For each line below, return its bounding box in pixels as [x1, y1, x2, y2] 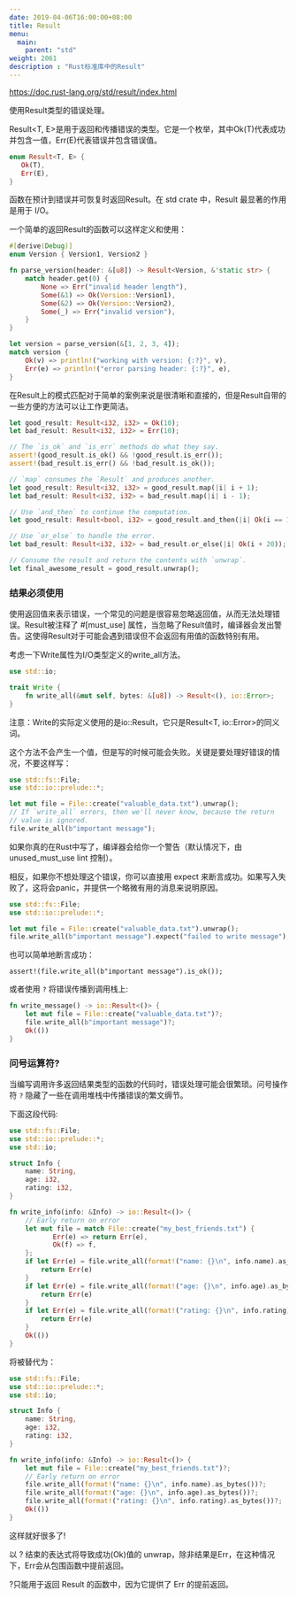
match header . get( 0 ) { [25, 274, 109, 283]
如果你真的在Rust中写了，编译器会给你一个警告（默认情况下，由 [9, 841, 243, 852]
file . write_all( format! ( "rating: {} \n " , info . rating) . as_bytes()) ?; [25, 1497, 283, 1506]
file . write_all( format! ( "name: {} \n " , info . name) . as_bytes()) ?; [25, 1480, 267, 1489]
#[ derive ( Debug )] [9, 242, 73, 251]
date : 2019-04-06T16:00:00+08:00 [9, 12, 133, 22]
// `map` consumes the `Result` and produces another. [9, 475, 216, 483]
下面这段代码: [9, 1108, 59, 1119]
